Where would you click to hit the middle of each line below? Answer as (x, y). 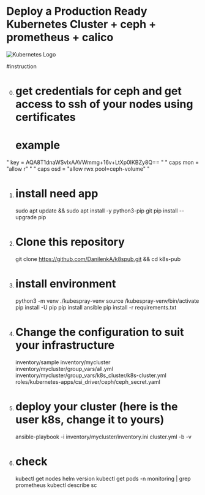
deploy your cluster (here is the (96, 407)
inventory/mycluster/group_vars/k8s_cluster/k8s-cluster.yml (91, 375)
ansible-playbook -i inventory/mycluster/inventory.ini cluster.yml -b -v (103, 437)
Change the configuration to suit (99, 332)
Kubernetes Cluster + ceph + (81, 24)
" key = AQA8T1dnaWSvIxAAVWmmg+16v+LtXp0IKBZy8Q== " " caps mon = (103, 162)
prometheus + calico (60, 37)
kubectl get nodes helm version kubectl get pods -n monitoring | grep (103, 478)
